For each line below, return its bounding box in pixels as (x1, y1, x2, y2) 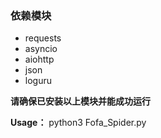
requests (24, 32, 62, 44)
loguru (24, 75, 52, 87)
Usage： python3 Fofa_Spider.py (10, 117, 147, 129)
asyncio (24, 43, 58, 55)
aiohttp (24, 53, 55, 66)
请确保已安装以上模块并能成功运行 (10, 95, 151, 107)
